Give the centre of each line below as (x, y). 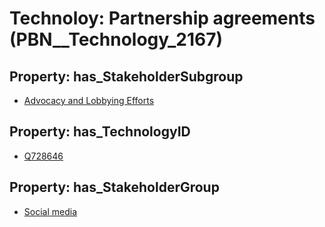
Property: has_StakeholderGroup (114, 187)
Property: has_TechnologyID (100, 132)
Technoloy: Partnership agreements (162, 18)
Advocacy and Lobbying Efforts (89, 100)
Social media (50, 211)
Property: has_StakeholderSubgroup (126, 76)
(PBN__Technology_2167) (116, 39)
